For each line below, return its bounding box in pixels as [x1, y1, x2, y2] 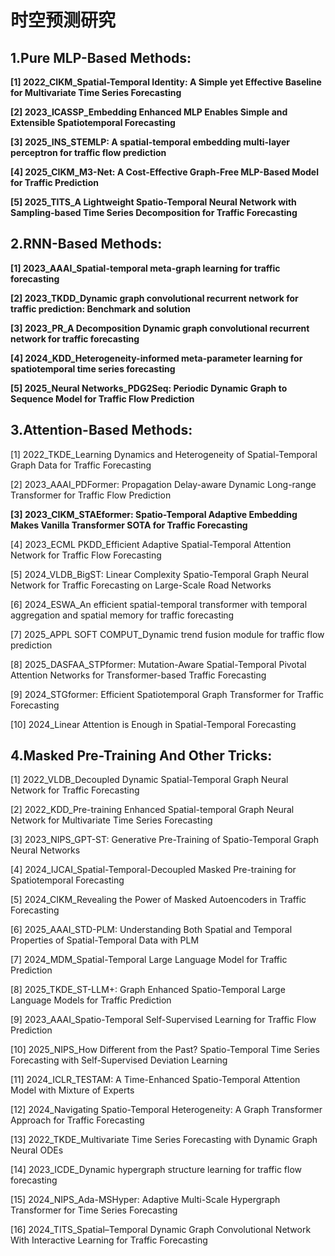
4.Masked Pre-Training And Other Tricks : [10, 747, 273, 765]
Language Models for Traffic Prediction [10, 994, 172, 1006]
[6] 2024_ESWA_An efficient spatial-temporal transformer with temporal [10, 598, 308, 610]
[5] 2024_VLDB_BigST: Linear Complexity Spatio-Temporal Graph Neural [10, 568, 309, 580]
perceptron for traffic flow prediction [10, 147, 167, 158]
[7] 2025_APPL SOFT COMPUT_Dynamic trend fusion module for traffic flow [10, 628, 325, 640]
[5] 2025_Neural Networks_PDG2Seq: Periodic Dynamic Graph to [10, 382, 288, 394]
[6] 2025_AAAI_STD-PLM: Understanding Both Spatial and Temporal [10, 924, 293, 936]
